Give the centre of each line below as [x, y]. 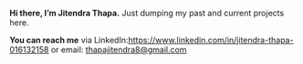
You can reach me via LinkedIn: [69, 40]
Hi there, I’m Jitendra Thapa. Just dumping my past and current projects [147, 13]
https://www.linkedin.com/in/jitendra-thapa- [210, 40]
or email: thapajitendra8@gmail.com [119, 50]
